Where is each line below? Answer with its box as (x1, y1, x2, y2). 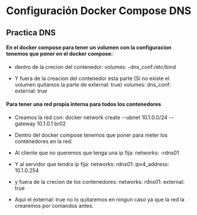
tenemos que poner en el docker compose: (6, 50, 113, 57)
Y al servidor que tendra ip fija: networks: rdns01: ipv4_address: (14, 160, 169, 167)
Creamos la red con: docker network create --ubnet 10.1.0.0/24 (14, 114, 168, 121)
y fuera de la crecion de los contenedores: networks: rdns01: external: (14, 178, 185, 185)
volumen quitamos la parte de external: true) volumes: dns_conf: (14, 81, 171, 88)
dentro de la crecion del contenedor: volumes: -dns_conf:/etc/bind (14, 63, 176, 70)
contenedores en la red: (14, 137, 73, 145)
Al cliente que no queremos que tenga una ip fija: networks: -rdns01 (14, 149, 179, 156)
